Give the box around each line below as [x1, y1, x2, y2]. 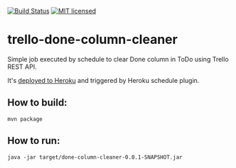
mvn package [7, 116, 43, 123]
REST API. [7, 62, 37, 71]
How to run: [7, 135, 60, 147]
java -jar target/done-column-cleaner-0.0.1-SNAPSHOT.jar [7, 153, 183, 161]
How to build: [7, 96, 68, 109]
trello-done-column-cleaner [7, 32, 178, 47]
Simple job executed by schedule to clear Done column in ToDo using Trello [7, 55, 229, 63]
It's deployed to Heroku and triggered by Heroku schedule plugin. [7, 76, 200, 84]
